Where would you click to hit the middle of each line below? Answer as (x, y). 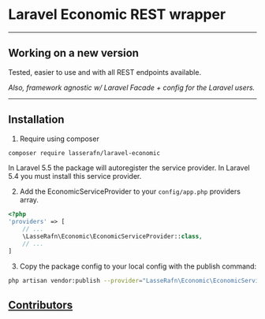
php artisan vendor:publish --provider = (76, 280)
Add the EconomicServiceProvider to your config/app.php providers (130, 191)
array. (29, 200)
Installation (36, 120)
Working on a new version (74, 53)
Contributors (41, 305)
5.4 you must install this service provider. (75, 176)
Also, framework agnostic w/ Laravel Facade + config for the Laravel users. (132, 87)
